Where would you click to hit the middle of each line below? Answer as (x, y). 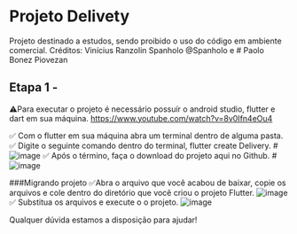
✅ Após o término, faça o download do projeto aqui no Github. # (160, 155)
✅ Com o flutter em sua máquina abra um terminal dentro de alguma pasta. (146, 136)
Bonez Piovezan (39, 59)
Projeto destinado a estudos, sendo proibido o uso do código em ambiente (145, 41)
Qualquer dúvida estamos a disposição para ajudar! (103, 220)
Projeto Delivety (70, 16)
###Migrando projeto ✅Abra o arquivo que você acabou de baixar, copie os (148, 183)
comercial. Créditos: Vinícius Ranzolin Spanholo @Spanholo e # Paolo (137, 50)
